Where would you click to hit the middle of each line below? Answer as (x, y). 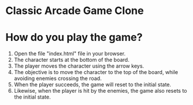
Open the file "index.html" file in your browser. (70, 54)
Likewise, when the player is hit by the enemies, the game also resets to (101, 91)
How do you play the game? (74, 38)
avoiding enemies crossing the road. (58, 78)
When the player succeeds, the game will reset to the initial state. (92, 85)
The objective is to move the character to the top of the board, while (96, 72)
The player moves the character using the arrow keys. (79, 66)
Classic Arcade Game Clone (75, 11)
